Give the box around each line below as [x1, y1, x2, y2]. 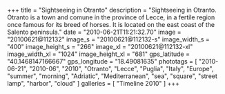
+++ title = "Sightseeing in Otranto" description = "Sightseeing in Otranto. [7, 6, 217, 14]
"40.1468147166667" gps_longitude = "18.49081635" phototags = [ [7, 57, 198, 65]
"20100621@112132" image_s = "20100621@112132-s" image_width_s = [7, 35, 211, 44]
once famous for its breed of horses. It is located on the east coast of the [7, 21, 215, 28]
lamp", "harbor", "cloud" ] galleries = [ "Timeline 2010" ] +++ [7, 79, 180, 87]
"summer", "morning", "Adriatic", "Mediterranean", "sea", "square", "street [7, 72, 217, 80]
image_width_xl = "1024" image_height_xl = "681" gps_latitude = [7, 50, 190, 58]
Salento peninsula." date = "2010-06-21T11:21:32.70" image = [7, 28, 182, 36]
